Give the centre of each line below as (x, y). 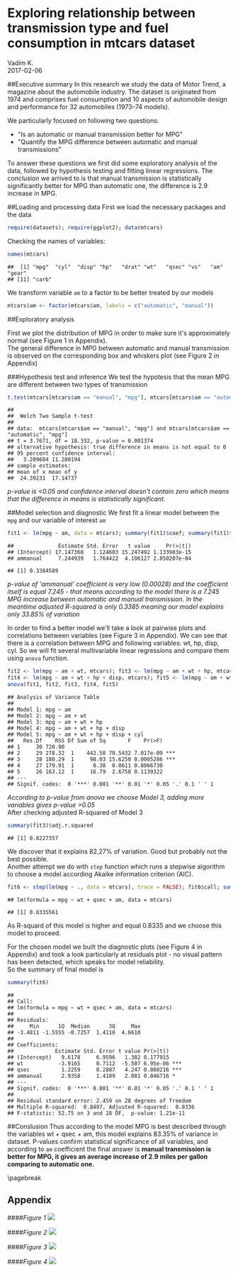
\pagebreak (24, 1178)
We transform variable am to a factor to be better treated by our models (110, 292)
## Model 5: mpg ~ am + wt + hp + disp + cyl (75, 734)
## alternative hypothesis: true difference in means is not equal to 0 (117, 447)
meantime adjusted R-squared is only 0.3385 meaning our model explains (116, 607)
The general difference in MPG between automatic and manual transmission (118, 348)
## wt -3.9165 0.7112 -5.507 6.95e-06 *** (95, 1063)
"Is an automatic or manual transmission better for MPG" (100, 134)
